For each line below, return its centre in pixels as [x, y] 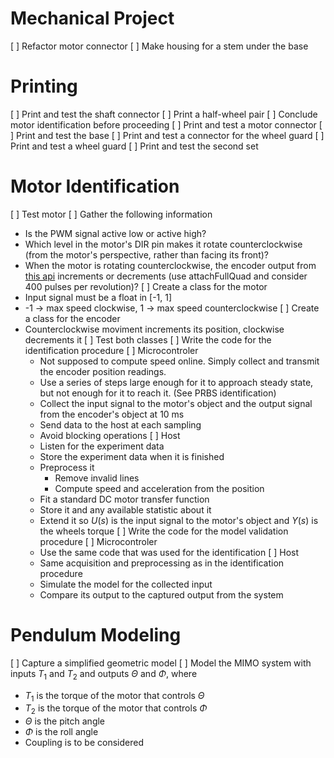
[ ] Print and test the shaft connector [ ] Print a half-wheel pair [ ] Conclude [164, 114]
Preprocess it [67, 467]
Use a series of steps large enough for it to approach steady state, [176, 382]
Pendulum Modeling [96, 635]
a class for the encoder [72, 318]
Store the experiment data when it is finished [132, 456]
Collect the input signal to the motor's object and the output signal [176, 403]
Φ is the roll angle [61, 732]
